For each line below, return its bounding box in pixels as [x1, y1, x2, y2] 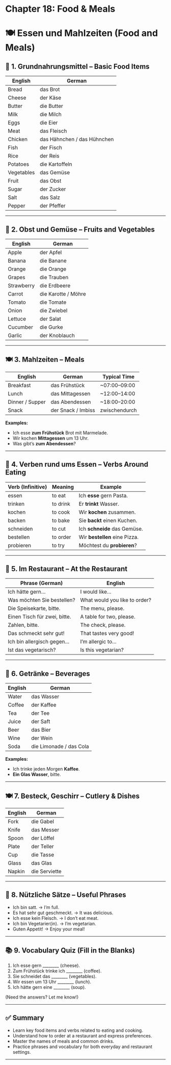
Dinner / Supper [8, 398, 46, 405]
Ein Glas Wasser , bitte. [12, 772, 61, 778]
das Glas [31, 859, 52, 867]
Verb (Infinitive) [8, 483, 47, 490]
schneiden [8, 525, 33, 532]
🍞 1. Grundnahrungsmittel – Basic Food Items [5, 62, 150, 71]
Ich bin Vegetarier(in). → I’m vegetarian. [12, 920, 96, 926]
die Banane [40, 257, 67, 264]
